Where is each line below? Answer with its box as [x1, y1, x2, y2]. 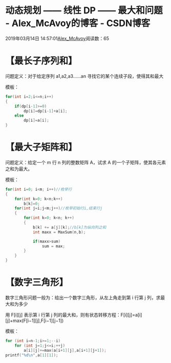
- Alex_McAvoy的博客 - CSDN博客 [5, 17, 151, 29]
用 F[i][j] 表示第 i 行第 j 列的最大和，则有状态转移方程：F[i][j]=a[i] [5, 312, 142, 317]
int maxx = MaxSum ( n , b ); [32, 230, 86, 235]
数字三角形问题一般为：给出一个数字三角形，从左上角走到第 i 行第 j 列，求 [5, 294, 161, 301]
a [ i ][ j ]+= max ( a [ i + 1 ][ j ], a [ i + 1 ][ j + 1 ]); [24, 348, 106, 353]
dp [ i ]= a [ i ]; [24, 118, 50, 123]
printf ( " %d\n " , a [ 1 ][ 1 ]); [5, 352, 58, 358]
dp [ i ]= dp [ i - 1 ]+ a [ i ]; [24, 108, 68, 114]
